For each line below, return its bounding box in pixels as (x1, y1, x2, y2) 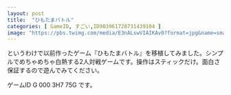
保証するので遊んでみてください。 (7, 66, 103, 74)
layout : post (7, 10, 45, 17)
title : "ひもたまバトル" (7, 17, 74, 23)
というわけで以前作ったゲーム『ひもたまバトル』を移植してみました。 (7, 49, 206, 57)
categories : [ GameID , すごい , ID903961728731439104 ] (7, 23, 162, 30)
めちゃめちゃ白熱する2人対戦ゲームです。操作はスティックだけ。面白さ (19, 58, 221, 66)
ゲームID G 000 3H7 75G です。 (7, 81, 96, 89)
